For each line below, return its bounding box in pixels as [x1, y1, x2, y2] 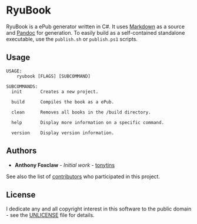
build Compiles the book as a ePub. [11, 99, 115, 105]
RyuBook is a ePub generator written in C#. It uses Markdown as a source [6, 23, 185, 30]
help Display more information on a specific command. [11, 119, 165, 125]
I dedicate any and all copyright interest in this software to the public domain [6, 205, 192, 212]
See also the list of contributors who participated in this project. [6, 173, 161, 180]
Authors [6, 146, 37, 156]
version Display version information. [11, 130, 115, 136]
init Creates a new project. [11, 89, 99, 95]
